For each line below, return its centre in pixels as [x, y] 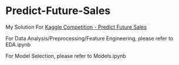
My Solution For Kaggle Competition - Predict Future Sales [76, 27]
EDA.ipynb [18, 45]
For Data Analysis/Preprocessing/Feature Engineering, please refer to [89, 38]
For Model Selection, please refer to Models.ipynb [66, 56]
